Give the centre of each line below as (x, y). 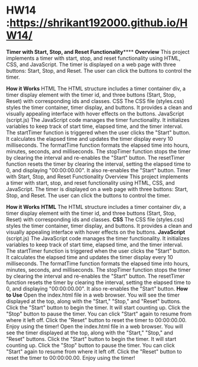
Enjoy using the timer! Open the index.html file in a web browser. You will (95, 326)
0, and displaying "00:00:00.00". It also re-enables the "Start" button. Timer (98, 170)
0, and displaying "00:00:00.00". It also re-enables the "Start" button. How (97, 288)
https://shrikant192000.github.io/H (99, 23)
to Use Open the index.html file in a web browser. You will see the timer (93, 295)
